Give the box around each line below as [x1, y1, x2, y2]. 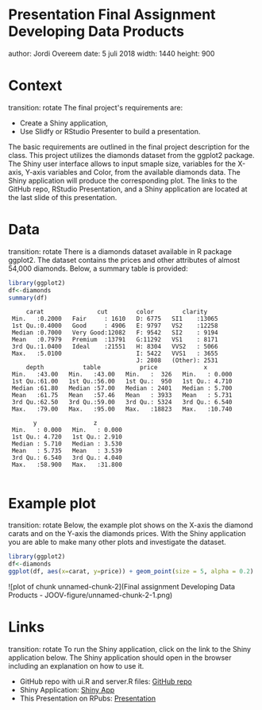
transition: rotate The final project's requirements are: [8, 102, 183, 112]
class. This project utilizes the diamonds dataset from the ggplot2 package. [8, 150, 256, 160]
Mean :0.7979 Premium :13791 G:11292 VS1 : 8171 [11, 336, 218, 344]
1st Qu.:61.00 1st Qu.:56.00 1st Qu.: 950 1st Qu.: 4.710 [11, 377, 233, 386]
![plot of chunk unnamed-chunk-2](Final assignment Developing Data [8, 582, 236, 591]
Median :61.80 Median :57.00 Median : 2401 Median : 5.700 [11, 384, 233, 392]
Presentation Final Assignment [8, 6, 216, 24]
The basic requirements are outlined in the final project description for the [8, 141, 250, 152]
